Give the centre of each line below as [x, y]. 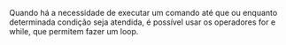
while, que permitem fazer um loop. [74, 31]
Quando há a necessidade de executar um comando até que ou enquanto [143, 13]
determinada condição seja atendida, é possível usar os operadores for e [143, 22]
